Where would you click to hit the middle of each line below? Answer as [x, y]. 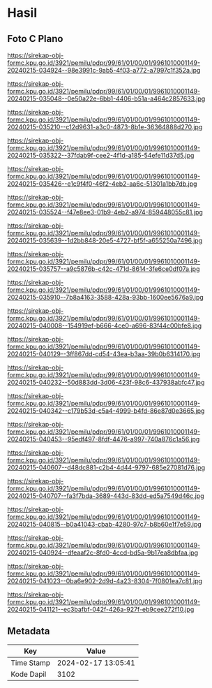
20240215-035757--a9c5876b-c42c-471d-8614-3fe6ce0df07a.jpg [104, 269]
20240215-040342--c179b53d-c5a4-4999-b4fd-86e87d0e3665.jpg [106, 411]
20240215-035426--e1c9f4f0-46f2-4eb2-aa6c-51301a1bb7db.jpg [102, 184]
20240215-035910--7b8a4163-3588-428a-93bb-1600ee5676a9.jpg [105, 297]
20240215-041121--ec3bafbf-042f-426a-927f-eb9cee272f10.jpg [101, 609]
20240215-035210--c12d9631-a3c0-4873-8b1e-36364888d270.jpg [105, 127]
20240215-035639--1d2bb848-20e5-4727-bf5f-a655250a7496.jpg [105, 240]
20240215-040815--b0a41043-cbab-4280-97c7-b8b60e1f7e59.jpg [105, 524]
